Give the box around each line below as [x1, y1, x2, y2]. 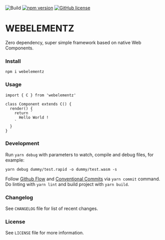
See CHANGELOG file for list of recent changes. [5, 205, 98, 211]
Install [5, 58, 21, 65]
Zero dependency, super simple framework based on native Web [5, 39, 142, 45]
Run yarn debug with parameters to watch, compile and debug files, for [5, 151, 154, 157]
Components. [5, 45, 34, 51]
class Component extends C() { [5, 101, 72, 106]
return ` [14, 110, 33, 116]
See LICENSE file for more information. [5, 230, 84, 236]
